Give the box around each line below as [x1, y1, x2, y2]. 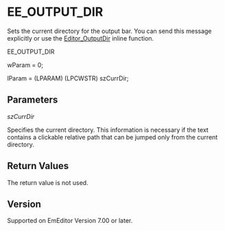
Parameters [7, 94, 58, 106]
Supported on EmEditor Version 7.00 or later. [7, 217, 133, 225]
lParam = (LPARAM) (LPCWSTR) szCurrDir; [7, 74, 129, 82]
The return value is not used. [7, 178, 88, 186]
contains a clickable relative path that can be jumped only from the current [7, 133, 218, 141]
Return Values [7, 160, 69, 172]
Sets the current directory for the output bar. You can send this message [7, 27, 212, 35]
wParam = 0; [7, 60, 43, 69]
